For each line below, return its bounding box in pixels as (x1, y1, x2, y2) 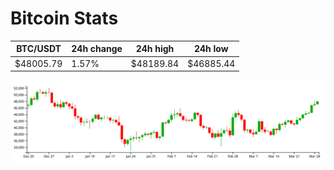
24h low (193, 43, 229, 55)
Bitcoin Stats (10, 7, 119, 30)
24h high (135, 43, 175, 55)
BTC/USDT (16, 43, 62, 55)
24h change (71, 43, 123, 55)
